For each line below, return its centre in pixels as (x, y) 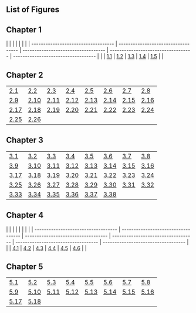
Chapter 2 (25, 75)
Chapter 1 (24, 30)
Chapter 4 (25, 215)
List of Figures (33, 10)
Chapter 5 (25, 267)
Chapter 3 (25, 140)
